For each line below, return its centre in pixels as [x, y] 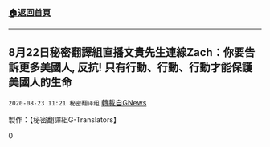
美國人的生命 [40, 82]
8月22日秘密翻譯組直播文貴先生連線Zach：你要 [127, 52]
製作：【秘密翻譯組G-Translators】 [64, 120]
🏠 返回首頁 [30, 12]
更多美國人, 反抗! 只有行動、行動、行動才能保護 [136, 67]
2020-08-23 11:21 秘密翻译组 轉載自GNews [78, 103]
